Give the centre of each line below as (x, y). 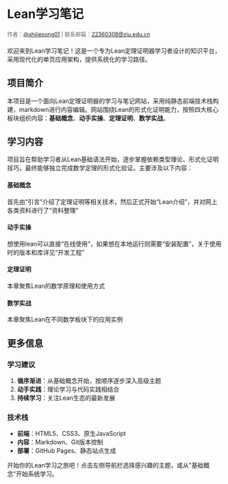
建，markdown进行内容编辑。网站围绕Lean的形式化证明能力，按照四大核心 (113, 109)
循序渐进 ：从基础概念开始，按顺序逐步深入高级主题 (89, 380)
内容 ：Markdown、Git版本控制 (60, 442)
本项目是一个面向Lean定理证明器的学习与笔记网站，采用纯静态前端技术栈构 (113, 101)
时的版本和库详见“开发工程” (46, 252)
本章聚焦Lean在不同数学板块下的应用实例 (65, 319)
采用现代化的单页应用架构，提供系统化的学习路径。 (79, 59)
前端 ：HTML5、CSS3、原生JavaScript (72, 434)
